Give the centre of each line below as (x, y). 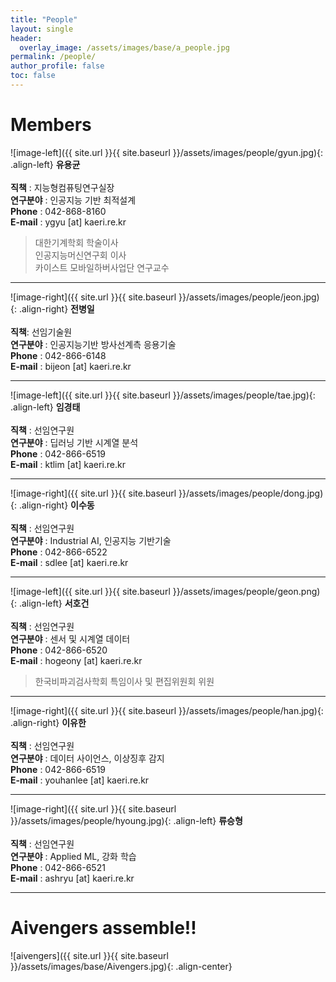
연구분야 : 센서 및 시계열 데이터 (70, 638)
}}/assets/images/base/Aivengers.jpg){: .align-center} (121, 966)
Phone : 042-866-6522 (59, 552)
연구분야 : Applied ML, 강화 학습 (73, 856)
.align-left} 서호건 (54, 603)
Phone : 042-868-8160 (58, 211)
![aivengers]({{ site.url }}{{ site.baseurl (89, 955)
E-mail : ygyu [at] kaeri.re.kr (68, 222)
